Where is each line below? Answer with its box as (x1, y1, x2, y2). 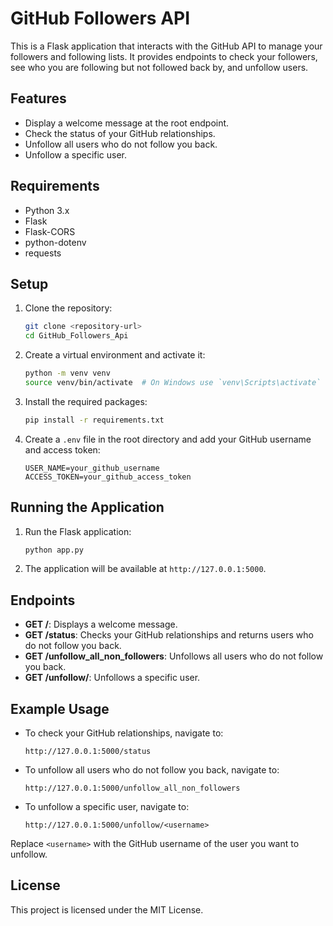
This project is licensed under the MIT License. (10, 903, 204, 916)
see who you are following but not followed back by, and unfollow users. (10, 61, 309, 73)
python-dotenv (24, 236, 87, 248)
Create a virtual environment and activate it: (24, 349, 206, 361)
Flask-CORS (24, 225, 76, 237)
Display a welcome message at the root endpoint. (24, 117, 230, 129)
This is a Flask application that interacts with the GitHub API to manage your (10, 40, 323, 52)
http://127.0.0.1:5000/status (24, 747, 152, 757)
